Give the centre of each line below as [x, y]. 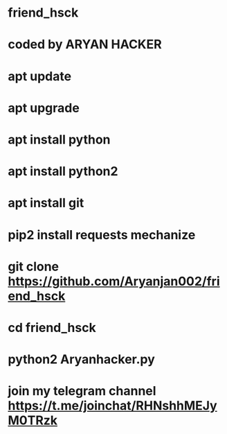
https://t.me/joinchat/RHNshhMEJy [112, 406]
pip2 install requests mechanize [102, 235]
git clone [34, 267]
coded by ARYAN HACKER [85, 45]
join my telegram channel [82, 391]
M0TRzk [33, 420]
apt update [40, 76]
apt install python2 [63, 172]
